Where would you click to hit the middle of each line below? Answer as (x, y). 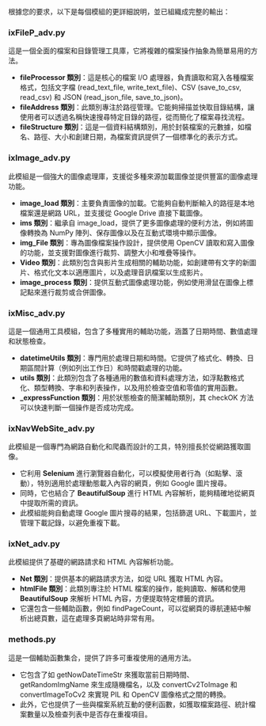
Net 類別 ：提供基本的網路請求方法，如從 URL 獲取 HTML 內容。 (123, 579)
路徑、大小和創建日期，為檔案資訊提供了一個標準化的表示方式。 (138, 137)
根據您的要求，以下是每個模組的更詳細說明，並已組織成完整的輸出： (119, 11)
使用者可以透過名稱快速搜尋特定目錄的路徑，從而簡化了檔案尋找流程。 (134, 117)
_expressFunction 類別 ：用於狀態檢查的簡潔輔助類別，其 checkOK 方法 (137, 397)
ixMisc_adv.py (37, 313)
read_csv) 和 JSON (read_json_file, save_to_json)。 (103, 97)
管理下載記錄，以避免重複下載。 (72, 523)
